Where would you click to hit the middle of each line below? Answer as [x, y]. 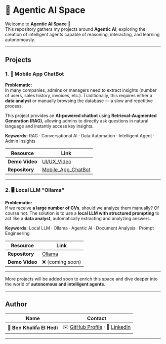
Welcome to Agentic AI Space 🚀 [38, 24]
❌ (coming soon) [62, 262]
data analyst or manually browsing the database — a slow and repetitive [79, 101]
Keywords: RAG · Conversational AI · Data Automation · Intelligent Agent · [80, 135]
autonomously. [20, 40]
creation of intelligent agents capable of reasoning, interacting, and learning [82, 34]
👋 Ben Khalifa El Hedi [33, 328]
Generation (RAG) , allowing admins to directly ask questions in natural [77, 120]
